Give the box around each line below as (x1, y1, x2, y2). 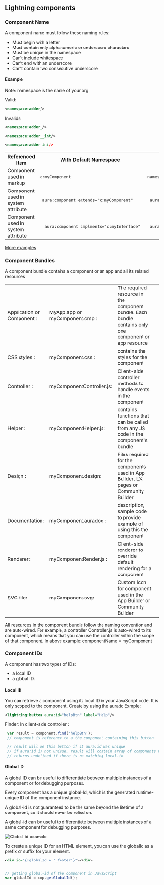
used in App (117, 469, 145, 476)
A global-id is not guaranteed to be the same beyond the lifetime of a (5, 804, 144, 810)
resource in (117, 290, 143, 297)
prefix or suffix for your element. (5, 848, 70, 854)
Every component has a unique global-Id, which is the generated (5, 789, 136, 795)
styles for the (117, 354, 148, 360)
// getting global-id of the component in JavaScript (5, 871, 117, 876)
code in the (117, 431, 143, 437)
